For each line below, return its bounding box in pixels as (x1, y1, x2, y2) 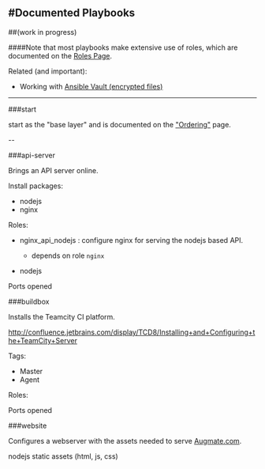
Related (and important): (8, 66, 88, 76)
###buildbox (8, 297, 50, 306)
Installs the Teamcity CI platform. (8, 312, 116, 321)
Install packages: (8, 181, 63, 191)
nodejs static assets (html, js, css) (8, 451, 118, 461)
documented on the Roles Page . (8, 51, 113, 60)
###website (8, 421, 47, 430)
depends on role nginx (31, 251, 105, 260)
